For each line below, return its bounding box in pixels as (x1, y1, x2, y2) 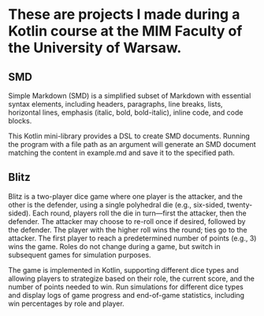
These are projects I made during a (8, 6, 240, 24)
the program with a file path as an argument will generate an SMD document (8, 140, 256, 149)
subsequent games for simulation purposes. (8, 250, 151, 259)
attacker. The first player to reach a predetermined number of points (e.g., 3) (8, 233, 257, 243)
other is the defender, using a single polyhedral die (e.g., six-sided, (8, 200, 226, 209)
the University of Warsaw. (8, 39, 182, 57)
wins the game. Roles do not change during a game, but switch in (8, 241, 221, 251)
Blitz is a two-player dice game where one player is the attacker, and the (8, 191, 243, 201)
